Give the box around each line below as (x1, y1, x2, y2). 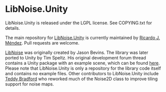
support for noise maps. (5, 81, 55, 87)
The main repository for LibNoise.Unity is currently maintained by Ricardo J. (5, 35, 160, 41)
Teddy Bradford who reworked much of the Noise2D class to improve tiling (5, 76, 158, 82)
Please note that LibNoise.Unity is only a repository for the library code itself (5, 65, 161, 71)
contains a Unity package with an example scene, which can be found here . (5, 60, 160, 66)
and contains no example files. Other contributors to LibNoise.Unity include (5, 70, 159, 76)
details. (5, 25, 20, 31)
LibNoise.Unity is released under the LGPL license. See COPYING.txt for (5, 20, 152, 26)
